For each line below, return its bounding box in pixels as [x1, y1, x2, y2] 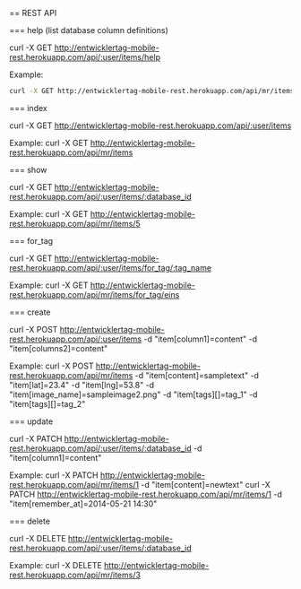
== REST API [9, 8, 57, 18]
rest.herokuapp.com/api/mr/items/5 [9, 218, 141, 229]
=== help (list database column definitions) [9, 25, 168, 35]
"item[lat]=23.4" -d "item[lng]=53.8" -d [9, 379, 155, 390]
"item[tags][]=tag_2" [9, 398, 86, 409]
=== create [9, 307, 51, 317]
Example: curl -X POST [9, 360, 94, 371]
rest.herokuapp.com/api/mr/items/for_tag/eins [9, 289, 180, 299]
